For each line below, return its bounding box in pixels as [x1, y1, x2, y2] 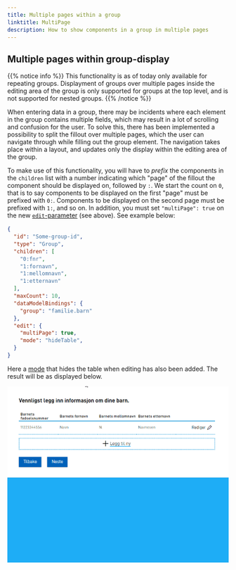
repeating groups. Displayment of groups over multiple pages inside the [7, 80, 216, 88]
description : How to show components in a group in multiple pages [7, 26, 209, 33]
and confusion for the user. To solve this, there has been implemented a [7, 123, 216, 132]
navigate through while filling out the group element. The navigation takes [7, 138, 221, 146]
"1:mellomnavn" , [20, 270, 68, 277]
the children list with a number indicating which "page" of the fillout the [7, 174, 216, 182]
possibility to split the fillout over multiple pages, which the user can [7, 130, 204, 139]
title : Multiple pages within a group [7, 11, 121, 18]
